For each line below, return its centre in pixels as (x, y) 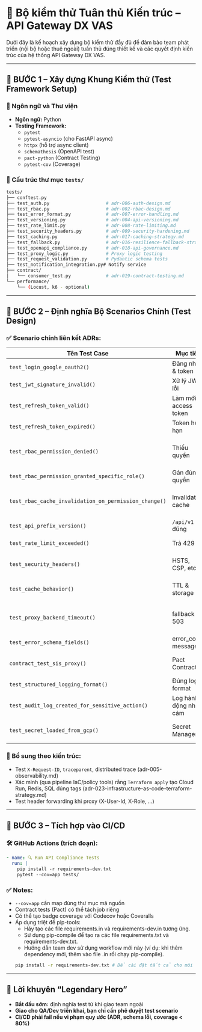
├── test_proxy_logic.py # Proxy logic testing (84, 253)
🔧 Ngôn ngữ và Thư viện (42, 106)
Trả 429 (184, 543)
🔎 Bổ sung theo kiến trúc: (44, 756)
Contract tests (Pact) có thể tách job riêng (67, 910)
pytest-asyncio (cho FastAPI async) (68, 138)
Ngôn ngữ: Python (38, 119)
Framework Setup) (42, 89)
